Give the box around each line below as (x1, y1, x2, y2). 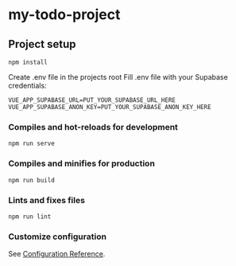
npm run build (8, 176, 56, 184)
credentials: (8, 81, 47, 90)
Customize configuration (8, 231, 107, 242)
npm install (8, 58, 48, 66)
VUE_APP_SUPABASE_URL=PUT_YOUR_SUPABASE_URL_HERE (8, 96, 176, 104)
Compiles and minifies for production (8, 158, 155, 169)
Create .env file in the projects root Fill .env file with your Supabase (8, 72, 228, 81)
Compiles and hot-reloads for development (8, 121, 179, 132)
